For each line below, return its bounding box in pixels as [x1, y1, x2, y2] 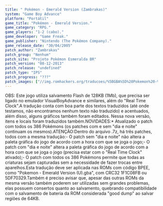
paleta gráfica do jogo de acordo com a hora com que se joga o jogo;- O [5, 139, 150, 144]
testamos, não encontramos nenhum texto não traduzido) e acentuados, [5, 108, 149, 114]
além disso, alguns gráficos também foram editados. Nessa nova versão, [5, 113, 151, 119]
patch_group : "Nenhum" [5, 52, 51, 57]
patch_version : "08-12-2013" [5, 61, 64, 66]
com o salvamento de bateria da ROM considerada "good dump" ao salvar [5, 190, 154, 196]
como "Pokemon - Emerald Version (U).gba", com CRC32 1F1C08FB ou [5, 170, 147, 175]
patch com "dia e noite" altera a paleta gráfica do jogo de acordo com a [5, 144, 148, 150]
